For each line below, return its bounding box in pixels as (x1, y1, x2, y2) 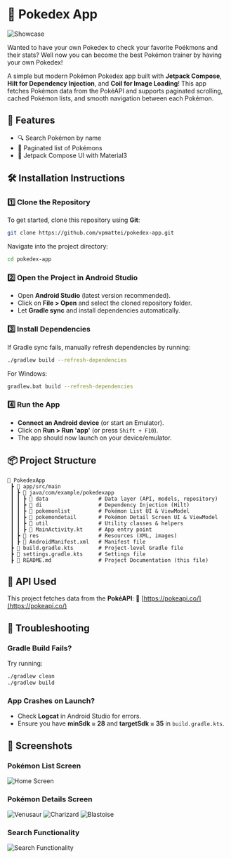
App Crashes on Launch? (7, 695, 95, 705)
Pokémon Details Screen (7, 794, 93, 804)
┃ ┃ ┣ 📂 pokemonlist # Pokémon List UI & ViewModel (10, 507, 190, 515)
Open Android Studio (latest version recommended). (17, 291, 171, 300)
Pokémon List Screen (7, 761, 81, 771)
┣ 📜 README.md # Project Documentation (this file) (10, 556, 209, 564)
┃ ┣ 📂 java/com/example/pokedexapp (10, 489, 114, 496)
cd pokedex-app (7, 256, 52, 263)
